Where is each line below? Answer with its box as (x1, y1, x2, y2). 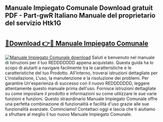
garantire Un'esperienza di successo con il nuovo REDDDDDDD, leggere (5, 80, 150, 86)
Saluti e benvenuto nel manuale (91, 54, 155, 60)
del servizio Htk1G (5, 19, 62, 27)
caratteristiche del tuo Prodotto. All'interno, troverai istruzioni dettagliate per (5, 70, 158, 76)
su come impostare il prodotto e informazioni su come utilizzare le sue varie (5, 91, 157, 96)
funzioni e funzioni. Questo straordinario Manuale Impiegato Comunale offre (5, 96, 158, 102)
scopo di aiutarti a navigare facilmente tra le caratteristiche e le (5, 65, 132, 70)
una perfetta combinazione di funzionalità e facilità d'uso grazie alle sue (5, 101, 149, 106)
